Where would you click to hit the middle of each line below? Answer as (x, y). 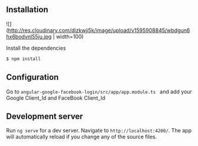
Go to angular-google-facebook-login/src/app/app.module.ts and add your (99, 92)
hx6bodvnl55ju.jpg (29, 36)
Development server (45, 116)
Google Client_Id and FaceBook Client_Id (56, 98)
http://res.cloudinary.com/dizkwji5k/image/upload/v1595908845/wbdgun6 (99, 30)
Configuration (33, 77)
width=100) (70, 36)
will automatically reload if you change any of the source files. (82, 137)
